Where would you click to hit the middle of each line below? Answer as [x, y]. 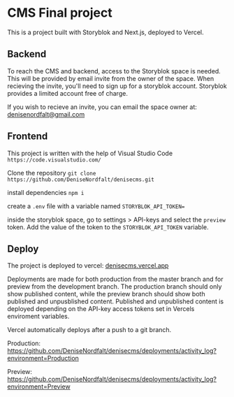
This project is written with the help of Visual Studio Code [90, 153]
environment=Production [43, 359]
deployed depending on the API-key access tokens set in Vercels [101, 309]
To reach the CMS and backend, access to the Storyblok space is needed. [114, 71]
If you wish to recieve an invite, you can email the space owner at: [102, 107]
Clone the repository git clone [52, 173]
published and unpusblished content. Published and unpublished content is [116, 301]
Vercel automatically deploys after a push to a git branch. [89, 330]
